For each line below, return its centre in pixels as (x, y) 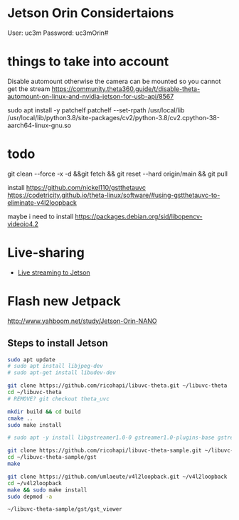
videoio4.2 (23, 224)
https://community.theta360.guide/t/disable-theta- (126, 89)
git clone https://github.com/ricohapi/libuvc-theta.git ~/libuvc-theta (117, 386)
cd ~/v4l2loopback (34, 483)
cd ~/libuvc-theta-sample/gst (52, 457)
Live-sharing (46, 253)
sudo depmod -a (30, 497)
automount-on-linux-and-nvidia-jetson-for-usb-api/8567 (91, 96)
